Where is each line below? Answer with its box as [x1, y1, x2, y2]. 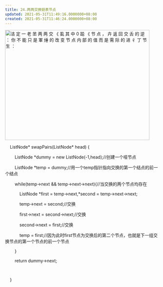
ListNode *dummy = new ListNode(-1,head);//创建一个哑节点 [14, 154, 137, 160]
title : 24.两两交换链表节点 [5, 7, 56, 12]
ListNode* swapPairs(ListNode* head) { [9, 144, 90, 150]
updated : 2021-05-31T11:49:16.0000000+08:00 [5, 12, 97, 17]
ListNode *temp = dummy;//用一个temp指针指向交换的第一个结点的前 [14, 165, 154, 171]
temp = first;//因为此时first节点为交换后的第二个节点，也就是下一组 [19, 233, 154, 238]
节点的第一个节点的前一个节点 [9, 238, 69, 244]
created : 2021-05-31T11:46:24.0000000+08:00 [5, 16, 97, 21]
